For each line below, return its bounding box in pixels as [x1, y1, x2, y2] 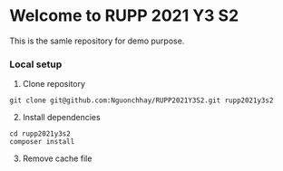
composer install [9, 138, 75, 147]
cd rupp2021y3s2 [9, 129, 71, 138]
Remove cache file [22, 153, 93, 164]
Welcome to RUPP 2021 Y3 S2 [9, 5, 239, 26]
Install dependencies [22, 112, 102, 123]
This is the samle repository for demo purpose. [9, 35, 185, 46]
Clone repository [22, 79, 86, 90]
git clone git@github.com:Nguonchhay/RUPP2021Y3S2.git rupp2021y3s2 [9, 96, 274, 105]
